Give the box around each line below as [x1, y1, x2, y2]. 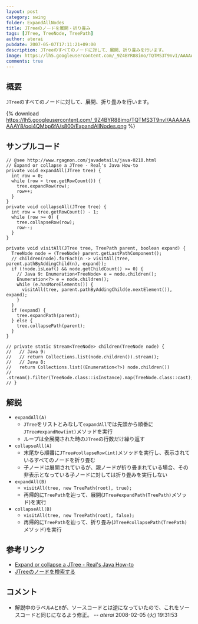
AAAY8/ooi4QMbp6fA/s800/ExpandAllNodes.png [6, 122, 127, 130]
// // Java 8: [6, 359, 46, 366]
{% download [6, 110, 39, 117]
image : [6, 53, 22, 59]
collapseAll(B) [14, 506, 52, 512]
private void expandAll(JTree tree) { [6, 168, 101, 174]
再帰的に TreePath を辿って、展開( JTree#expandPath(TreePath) [23, 491, 172, 498]
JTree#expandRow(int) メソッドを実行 [23, 428, 113, 435]
